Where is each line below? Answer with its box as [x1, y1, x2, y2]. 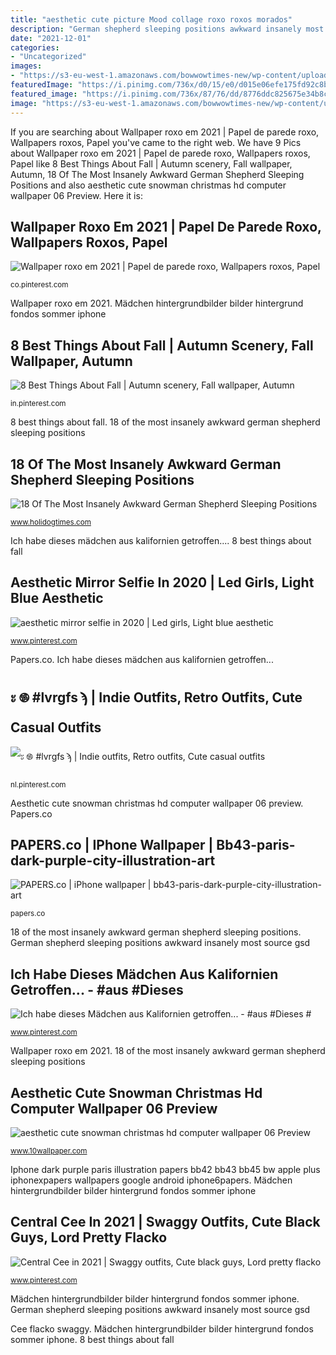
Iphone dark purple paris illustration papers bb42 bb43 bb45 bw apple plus [10, 1164, 321, 1175]
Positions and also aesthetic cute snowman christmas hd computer [10, 179, 287, 191]
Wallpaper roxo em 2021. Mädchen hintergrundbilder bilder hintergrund [10, 297, 304, 310]
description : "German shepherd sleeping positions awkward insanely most [10, 24, 325, 34]
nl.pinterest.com [10, 779, 67, 790]
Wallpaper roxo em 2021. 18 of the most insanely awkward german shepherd [10, 1045, 326, 1057]
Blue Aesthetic [10, 590, 104, 607]
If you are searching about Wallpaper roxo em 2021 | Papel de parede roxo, [10, 126, 320, 138]
